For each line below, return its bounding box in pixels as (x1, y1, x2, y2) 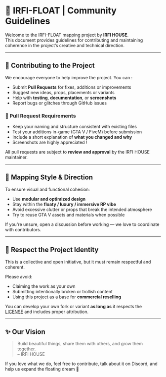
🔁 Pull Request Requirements (5, 112, 76, 119)
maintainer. (5, 154, 28, 161)
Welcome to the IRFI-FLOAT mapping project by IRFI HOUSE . (5, 32, 129, 38)
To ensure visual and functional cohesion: (5, 186, 90, 192)
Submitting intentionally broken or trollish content (12, 288, 113, 294)
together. (17, 346, 36, 352)
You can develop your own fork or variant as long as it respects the (5, 303, 142, 309)
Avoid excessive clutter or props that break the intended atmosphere (12, 206, 152, 213)
